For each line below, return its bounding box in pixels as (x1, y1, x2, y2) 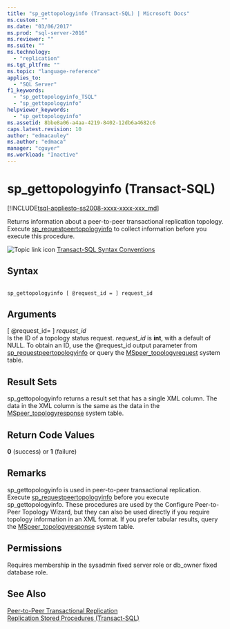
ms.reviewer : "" (7, 36, 54, 43)
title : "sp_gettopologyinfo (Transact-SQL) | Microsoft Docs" (7, 10, 190, 17)
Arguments (7, 309, 57, 320)
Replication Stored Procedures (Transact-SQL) (7, 614, 140, 622)
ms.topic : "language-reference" (7, 68, 100, 75)
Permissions (7, 543, 62, 554)
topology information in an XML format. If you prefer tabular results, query (7, 515, 218, 523)
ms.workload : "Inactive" (7, 151, 79, 159)
